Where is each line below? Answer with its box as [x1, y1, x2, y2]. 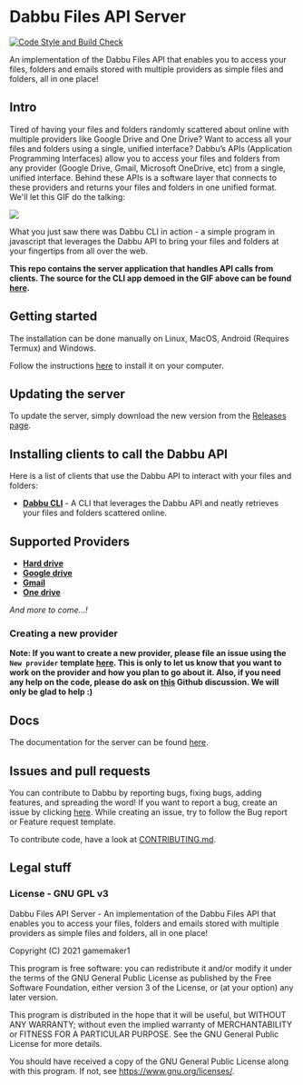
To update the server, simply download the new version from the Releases [9, 411, 288, 422]
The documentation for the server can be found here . [9, 737, 209, 748]
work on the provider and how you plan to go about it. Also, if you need [9, 667, 281, 678]
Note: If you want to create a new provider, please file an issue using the [9, 648, 287, 659]
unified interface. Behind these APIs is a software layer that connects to [9, 172, 278, 183]
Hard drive [22, 558, 64, 569]
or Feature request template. [9, 816, 116, 827]
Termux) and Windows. [9, 343, 97, 353]
